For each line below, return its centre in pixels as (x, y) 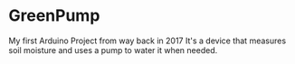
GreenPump (54, 16)
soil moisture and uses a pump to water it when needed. (113, 50)
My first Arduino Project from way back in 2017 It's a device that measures (147, 41)
